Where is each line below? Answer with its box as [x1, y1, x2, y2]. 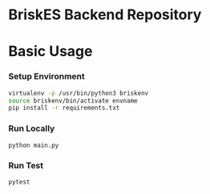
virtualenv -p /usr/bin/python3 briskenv [8, 89, 149, 97]
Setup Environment [8, 71, 86, 82]
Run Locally [8, 123, 55, 134]
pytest [8, 178, 30, 186]
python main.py [8, 141, 59, 149]
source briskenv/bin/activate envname [8, 96, 138, 105]
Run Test [8, 160, 44, 171]
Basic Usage [8, 42, 93, 61]
